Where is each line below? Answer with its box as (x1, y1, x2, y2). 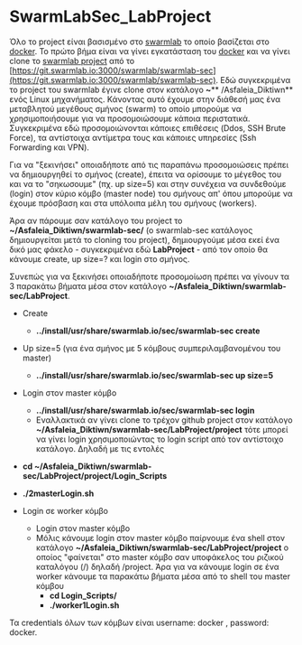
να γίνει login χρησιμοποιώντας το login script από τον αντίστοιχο (35, 434, 284, 444)
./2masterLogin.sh (22, 488, 95, 499)
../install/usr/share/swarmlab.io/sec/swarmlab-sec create (35, 325, 261, 336)
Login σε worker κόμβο (22, 505, 109, 516)
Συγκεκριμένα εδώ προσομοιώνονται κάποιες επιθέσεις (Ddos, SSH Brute (9, 122, 287, 133)
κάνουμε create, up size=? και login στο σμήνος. (9, 253, 190, 264)
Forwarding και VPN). (9, 142, 90, 153)
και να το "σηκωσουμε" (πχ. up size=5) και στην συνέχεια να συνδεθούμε (9, 178, 287, 189)
